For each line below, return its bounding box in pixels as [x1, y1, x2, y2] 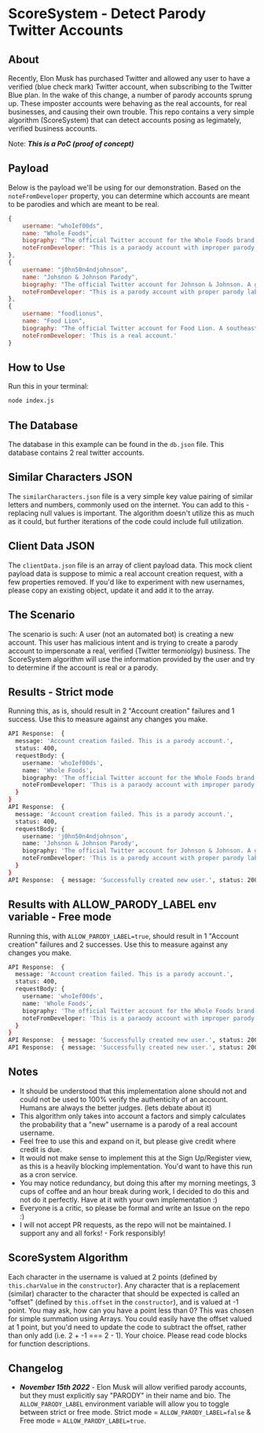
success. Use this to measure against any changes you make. [8, 715, 208, 724]
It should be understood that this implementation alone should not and [19, 1086, 247, 1095]
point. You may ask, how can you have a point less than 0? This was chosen [8, 1306, 254, 1315]
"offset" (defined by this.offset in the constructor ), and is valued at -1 [8, 1297, 240, 1306]
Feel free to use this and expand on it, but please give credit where [19, 1136, 236, 1146]
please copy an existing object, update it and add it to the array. [8, 585, 214, 595]
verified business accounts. [8, 124, 98, 133]
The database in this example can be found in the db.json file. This [8, 440, 225, 449]
